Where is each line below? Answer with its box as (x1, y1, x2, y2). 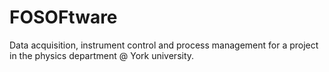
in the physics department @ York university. (9, 49, 195, 61)
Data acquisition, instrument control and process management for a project (9, 39, 319, 51)
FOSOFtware (9, 6, 118, 29)
